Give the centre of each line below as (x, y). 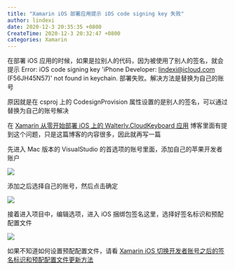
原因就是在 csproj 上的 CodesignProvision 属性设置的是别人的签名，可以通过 (117, 102)
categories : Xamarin (38, 40)
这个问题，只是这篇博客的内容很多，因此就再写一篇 (87, 135)
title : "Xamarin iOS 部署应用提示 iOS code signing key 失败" (96, 14)
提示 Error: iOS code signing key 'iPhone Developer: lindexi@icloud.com (111, 69)
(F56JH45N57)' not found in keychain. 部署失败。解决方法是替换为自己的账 (116, 79)
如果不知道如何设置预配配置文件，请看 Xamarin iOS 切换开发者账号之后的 (113, 251)
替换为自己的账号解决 (38, 111)
